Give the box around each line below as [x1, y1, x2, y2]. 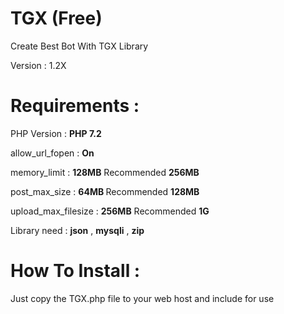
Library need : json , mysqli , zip [10, 224, 145, 236]
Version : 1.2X [10, 59, 67, 71]
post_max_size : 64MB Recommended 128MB [10, 185, 200, 197]
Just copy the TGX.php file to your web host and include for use [10, 292, 275, 304]
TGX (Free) [10, 7, 103, 30]
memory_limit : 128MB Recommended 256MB [10, 166, 200, 178]
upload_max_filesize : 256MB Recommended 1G [10, 205, 210, 217]
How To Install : [10, 260, 141, 282]
